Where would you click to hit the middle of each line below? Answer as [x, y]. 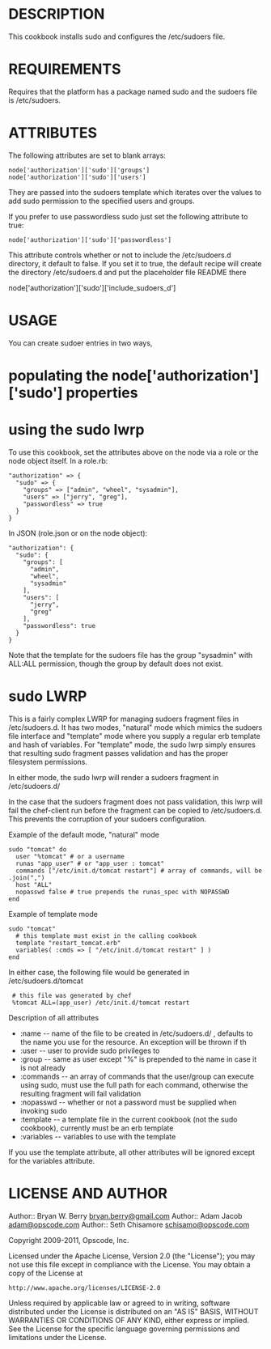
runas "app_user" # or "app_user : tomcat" [90, 863]
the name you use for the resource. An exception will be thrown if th [133, 1041]
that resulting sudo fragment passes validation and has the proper [119, 753]
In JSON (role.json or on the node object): [78, 533]
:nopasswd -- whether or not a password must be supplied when [128, 1102]
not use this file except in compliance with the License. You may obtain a [129, 1264]
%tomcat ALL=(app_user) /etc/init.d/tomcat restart [101, 1003]
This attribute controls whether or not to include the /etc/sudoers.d [120, 255]
